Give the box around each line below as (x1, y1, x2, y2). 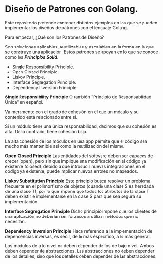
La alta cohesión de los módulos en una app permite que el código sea (5, 138, 147, 144)
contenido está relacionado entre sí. (5, 114, 78, 120)
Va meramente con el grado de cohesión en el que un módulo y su (5, 109, 139, 115)
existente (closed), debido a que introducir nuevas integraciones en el (5, 163, 145, 169)
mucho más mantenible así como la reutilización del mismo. (5, 143, 125, 149)
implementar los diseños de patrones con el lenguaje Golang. (5, 24, 128, 30)
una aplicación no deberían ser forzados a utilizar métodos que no (5, 213, 139, 219)
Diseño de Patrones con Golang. (5, 3, 138, 15)
